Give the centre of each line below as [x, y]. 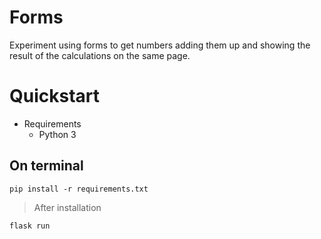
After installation [67, 207]
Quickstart [55, 96]
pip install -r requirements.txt [79, 189]
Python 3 [57, 134]
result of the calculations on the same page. [100, 55]
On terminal [46, 166]
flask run [30, 226]
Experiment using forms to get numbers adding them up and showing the [160, 45]
